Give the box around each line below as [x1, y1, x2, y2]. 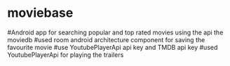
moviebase [7, 5, 74, 21]
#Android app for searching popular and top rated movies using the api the [7, 28, 224, 37]
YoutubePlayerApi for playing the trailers [7, 51, 124, 59]
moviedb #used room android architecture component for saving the [7, 35, 205, 44]
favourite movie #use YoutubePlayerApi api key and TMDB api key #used [7, 43, 218, 51]
